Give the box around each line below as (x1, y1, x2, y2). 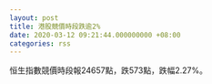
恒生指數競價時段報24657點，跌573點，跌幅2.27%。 (9, 65, 207, 76)
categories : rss (9, 38, 71, 48)
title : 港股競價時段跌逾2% (9, 22, 101, 31)
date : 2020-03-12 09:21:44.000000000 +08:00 (9, 30, 181, 39)
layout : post (9, 13, 59, 23)
